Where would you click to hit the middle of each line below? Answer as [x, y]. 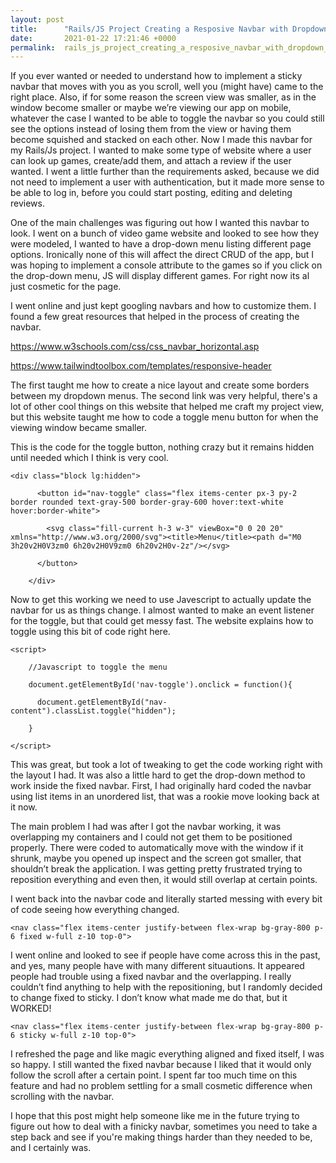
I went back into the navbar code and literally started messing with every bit [166, 899]
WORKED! [31, 1008]
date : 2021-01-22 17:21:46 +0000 [93, 38]
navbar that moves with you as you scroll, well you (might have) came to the [167, 87]
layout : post [37, 19]
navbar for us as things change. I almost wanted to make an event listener [162, 610]
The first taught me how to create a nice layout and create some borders [160, 385]
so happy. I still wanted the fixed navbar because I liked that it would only [161, 1065]
